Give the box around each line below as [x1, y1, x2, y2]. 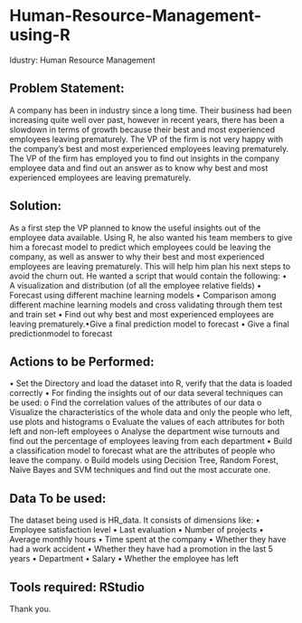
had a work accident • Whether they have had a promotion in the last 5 [9, 543, 274, 554]
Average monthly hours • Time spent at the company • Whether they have [9, 534, 287, 545]
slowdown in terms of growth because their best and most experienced [9, 124, 276, 135]
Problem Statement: [9, 80, 125, 96]
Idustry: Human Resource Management [9, 54, 156, 65]
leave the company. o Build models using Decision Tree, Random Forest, [9, 455, 278, 466]
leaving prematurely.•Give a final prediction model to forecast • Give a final [9, 318, 289, 329]
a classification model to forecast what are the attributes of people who [9, 445, 276, 457]
